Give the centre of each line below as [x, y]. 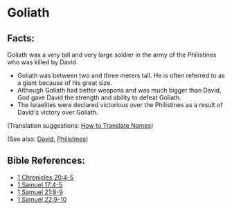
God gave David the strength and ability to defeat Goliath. [99, 97]
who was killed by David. [43, 62]
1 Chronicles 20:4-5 [45, 177]
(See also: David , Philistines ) [48, 139]
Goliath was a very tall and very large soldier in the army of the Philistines [112, 55]
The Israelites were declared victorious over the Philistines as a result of [120, 105]
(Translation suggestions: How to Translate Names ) [80, 125]
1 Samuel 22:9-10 [42, 199]
